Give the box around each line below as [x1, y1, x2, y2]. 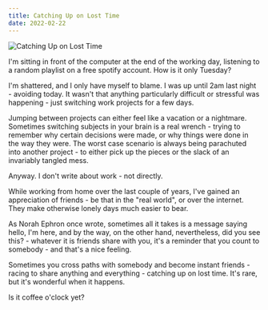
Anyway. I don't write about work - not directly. [8, 171, 163, 181]
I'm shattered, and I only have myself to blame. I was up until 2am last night [8, 81, 257, 90]
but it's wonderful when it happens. [8, 276, 126, 286]
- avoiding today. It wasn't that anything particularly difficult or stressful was [8, 89, 260, 98]
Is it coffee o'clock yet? [8, 292, 86, 302]
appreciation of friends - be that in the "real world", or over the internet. [8, 195, 244, 205]
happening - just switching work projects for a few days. [8, 97, 194, 107]
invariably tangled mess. [8, 155, 90, 165]
